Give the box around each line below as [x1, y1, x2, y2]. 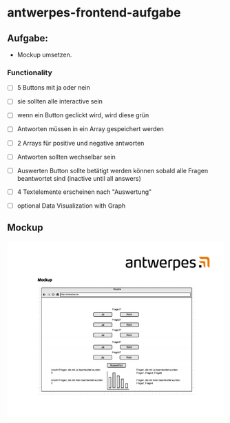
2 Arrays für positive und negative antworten [17, 139, 145, 147]
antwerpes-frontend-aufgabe [7, 5, 181, 21]
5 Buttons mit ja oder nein [17, 83, 91, 92]
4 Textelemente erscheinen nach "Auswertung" [17, 188, 152, 196]
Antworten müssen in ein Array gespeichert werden [17, 125, 164, 133]
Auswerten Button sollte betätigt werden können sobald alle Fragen [17, 166, 209, 175]
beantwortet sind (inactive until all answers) [17, 174, 141, 182]
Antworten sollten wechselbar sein [17, 153, 116, 161]
